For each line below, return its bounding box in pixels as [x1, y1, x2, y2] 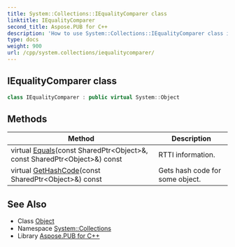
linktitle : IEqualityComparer [7, 17, 96, 24]
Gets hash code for [158, 166, 222, 176]
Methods [7, 113, 48, 125]
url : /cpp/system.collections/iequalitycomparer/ [7, 50, 155, 57]
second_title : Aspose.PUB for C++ [7, 23, 108, 30]
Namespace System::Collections [17, 225, 112, 233]
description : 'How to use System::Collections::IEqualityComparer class [7, 29, 224, 37]
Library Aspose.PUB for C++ [17, 232, 100, 240]
